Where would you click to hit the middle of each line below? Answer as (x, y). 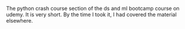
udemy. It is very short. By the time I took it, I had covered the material (92, 14)
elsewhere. (20, 21)
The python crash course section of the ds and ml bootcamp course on (93, 8)
